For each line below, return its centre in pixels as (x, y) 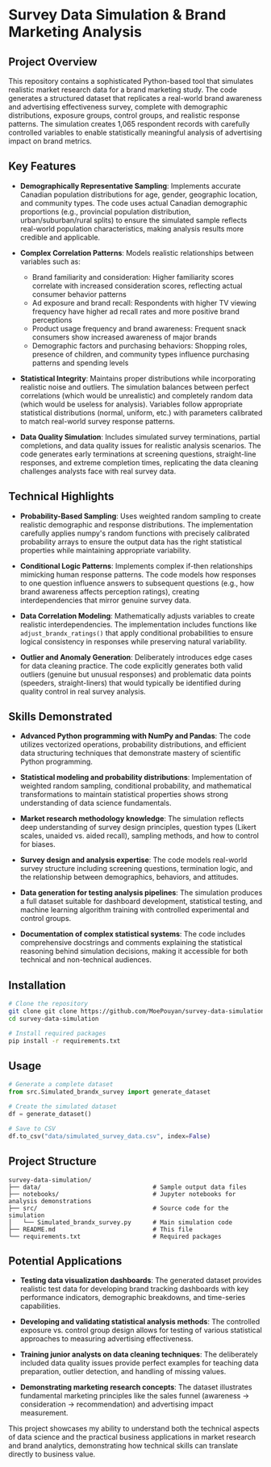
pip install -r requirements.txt (65, 1041)
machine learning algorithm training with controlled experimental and (135, 910)
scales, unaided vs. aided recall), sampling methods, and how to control (140, 836)
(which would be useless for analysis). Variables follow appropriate (131, 404)
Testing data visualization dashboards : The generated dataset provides (141, 1281)
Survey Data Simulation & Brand (117, 15)
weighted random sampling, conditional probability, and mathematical (135, 786)
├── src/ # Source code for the (119, 1208)
